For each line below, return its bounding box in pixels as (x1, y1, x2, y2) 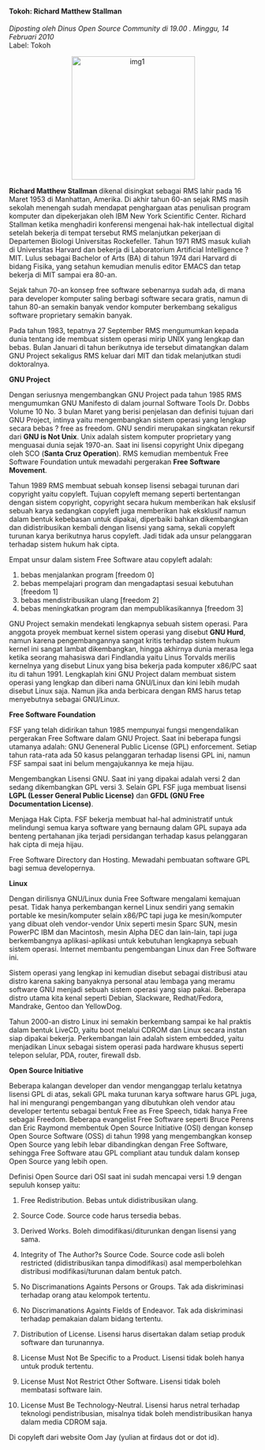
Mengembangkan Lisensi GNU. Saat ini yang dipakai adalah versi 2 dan (9, 774, 241, 783)
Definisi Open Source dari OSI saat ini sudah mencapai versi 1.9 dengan (9, 1172, 242, 1181)
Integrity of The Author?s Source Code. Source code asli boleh (20, 1250, 226, 1260)
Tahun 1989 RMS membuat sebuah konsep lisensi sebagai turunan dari (9, 481, 240, 490)
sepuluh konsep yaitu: (9, 1181, 81, 1190)
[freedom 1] (20, 587, 58, 596)
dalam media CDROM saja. (20, 1418, 108, 1427)
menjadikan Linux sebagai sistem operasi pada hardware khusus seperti (9, 1042, 244, 1052)
